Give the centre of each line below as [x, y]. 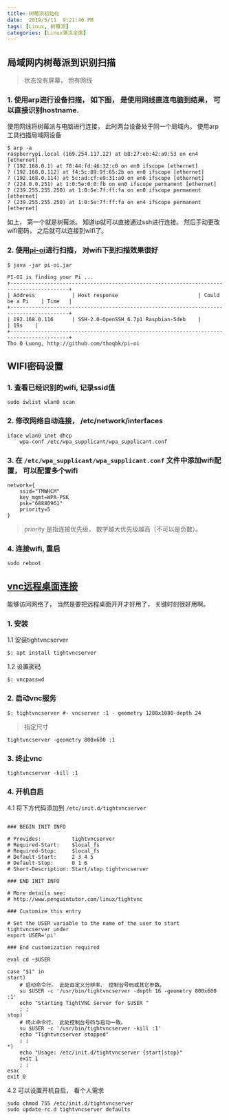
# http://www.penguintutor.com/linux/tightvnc [75, 899]
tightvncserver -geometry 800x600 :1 [61, 740]
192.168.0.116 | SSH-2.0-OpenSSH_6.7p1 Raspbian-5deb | [107, 319]
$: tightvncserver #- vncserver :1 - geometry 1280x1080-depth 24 [104, 713]
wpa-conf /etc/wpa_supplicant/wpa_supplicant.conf [94, 442]
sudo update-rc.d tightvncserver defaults [69, 1110]
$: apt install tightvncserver [52, 653]
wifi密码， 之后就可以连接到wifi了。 [57, 231]
